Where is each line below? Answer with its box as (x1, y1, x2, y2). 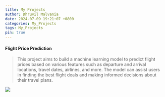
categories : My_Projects (5, 21, 56, 26)
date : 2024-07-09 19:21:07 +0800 (5, 16, 74, 21)
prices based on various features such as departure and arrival (17, 62, 146, 67)
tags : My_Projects (5, 26, 43, 31)
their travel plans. (17, 77, 53, 83)
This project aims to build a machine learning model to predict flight (17, 56, 156, 62)
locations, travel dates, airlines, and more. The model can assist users (17, 67, 160, 73)
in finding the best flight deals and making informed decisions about (17, 72, 157, 78)
